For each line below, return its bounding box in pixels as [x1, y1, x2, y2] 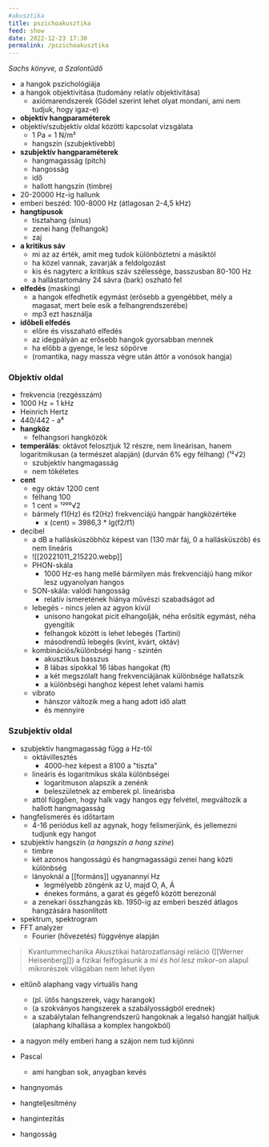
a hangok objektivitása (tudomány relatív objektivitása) [19, 87, 201, 97]
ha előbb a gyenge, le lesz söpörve [31, 343, 148, 353]
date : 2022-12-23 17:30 [8, 34, 88, 43]
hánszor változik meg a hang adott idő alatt [43, 697, 187, 707]
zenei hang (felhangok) [31, 224, 109, 233]
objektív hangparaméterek [19, 113, 110, 123]
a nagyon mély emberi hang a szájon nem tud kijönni [19, 1036, 195, 1045]
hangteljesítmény [19, 1098, 78, 1108]
